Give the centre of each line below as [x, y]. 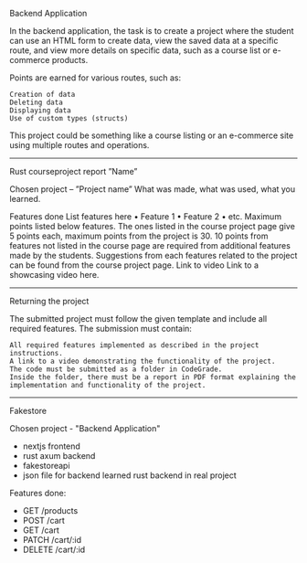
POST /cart [44, 521]
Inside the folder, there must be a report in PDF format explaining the [153, 377]
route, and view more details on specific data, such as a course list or [140, 50]
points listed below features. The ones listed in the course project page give [152, 226]
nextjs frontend [51, 446]
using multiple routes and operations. [79, 145]
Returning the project [49, 301]
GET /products [50, 510]
